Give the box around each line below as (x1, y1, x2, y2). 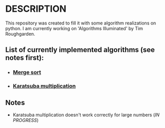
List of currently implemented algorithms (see (5, 45, 155, 54)
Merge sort (12, 69, 42, 76)
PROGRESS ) (12, 117, 39, 123)
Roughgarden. (5, 31, 35, 37)
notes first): (5, 54, 44, 62)
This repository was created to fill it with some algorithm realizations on (5, 20, 156, 26)
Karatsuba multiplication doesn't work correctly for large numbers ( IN (12, 112, 160, 118)
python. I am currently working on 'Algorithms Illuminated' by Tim (5, 25, 143, 31)
